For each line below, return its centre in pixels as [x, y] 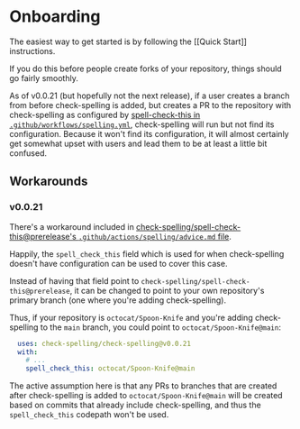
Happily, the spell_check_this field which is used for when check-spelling [147, 253]
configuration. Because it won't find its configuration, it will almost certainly [150, 133]
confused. [28, 153]
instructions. [32, 50]
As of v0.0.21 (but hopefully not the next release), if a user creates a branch [150, 96]
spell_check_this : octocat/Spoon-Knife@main [110, 369]
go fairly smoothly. [44, 78]
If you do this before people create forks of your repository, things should [145, 68]
